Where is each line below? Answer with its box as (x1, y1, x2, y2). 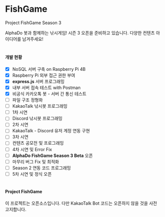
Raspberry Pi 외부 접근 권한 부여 (12, 72, 75, 78)
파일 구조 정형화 (12, 97, 43, 103)
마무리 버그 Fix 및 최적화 (12, 158, 59, 164)
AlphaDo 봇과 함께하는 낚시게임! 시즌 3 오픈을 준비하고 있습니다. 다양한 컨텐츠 (5, 30, 155, 35)
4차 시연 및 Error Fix (12, 146, 53, 152)
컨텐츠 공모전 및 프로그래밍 (12, 140, 64, 146)
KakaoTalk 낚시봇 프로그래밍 (12, 103, 67, 109)
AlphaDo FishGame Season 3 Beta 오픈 (12, 153, 93, 158)
